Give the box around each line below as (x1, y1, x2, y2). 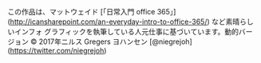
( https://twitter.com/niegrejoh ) (7, 46, 107, 55)
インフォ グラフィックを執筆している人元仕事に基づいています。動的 (14, 27, 239, 36)
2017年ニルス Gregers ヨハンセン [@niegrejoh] (38, 37, 192, 46)
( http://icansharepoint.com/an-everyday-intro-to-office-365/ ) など (7, 17, 227, 26)
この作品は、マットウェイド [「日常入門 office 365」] (7, 7, 176, 16)
